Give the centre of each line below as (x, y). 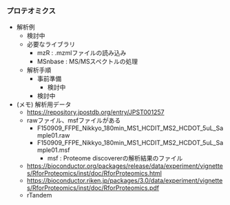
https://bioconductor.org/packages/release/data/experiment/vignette (125, 166)
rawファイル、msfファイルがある (74, 120)
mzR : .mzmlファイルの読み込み (82, 53)
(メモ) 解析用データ (44, 105)
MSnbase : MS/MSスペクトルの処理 (87, 62)
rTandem (39, 195)
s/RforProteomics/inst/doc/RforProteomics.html (94, 173)
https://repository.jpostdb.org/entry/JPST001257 (95, 112)
